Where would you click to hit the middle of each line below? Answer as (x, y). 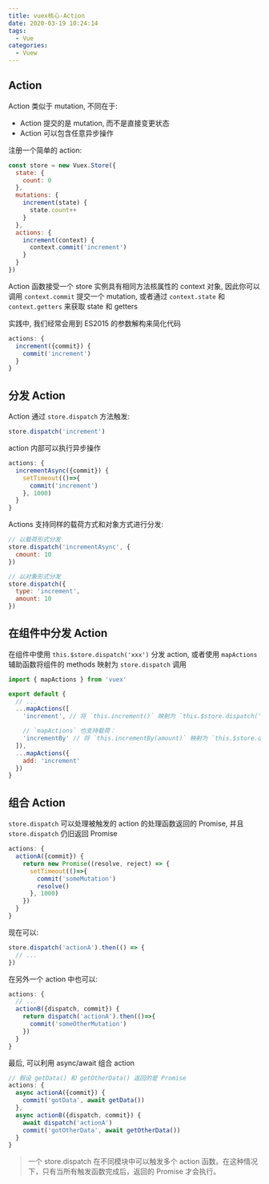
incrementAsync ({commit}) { (62, 471)
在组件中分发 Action (58, 633)
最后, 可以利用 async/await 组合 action (71, 1063)
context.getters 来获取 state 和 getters (73, 306)
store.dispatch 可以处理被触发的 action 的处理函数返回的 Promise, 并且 (126, 823)
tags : (17, 31)
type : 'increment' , (48, 591)
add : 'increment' (52, 761)
